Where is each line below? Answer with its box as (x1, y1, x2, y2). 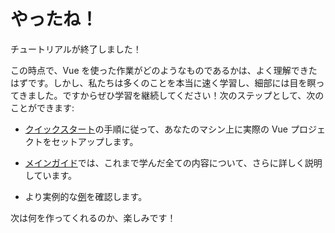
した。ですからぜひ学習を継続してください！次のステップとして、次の (36, 89, 325, 101)
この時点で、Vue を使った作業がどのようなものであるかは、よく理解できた (10, 64, 318, 76)
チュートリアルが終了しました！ (10, 43, 142, 55)
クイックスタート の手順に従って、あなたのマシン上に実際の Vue (24, 123, 289, 135)
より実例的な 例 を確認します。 (24, 190, 148, 202)
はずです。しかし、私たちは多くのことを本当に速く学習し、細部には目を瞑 (10, 76, 317, 89)
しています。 (24, 169, 77, 181)
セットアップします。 (51, 135, 139, 147)
